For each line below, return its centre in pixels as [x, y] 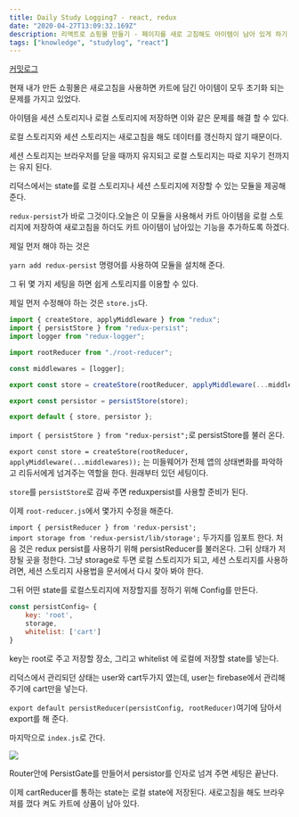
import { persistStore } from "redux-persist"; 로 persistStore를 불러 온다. [147, 435]
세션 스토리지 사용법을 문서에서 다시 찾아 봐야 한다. [116, 571]
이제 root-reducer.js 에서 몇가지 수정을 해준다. [91, 511]
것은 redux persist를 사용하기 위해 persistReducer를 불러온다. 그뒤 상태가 [147, 549]
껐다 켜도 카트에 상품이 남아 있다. [82, 803]
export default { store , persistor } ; [81, 417]
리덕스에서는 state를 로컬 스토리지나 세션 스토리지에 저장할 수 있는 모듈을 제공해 [148, 186]
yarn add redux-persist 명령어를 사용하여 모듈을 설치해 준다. [117, 265]
